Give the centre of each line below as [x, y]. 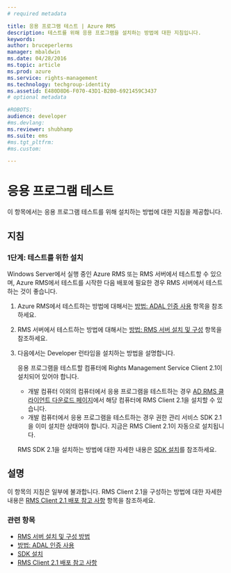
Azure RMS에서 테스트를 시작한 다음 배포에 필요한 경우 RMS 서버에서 [110, 282]
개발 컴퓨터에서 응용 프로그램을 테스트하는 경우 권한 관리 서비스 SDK [120, 417]
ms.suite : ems [28, 136]
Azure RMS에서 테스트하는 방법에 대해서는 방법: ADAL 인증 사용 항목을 [113, 306]
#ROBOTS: [20, 110]
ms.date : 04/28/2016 [37, 59]
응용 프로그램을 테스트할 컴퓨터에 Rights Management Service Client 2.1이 [120, 368]
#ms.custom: [24, 149]
